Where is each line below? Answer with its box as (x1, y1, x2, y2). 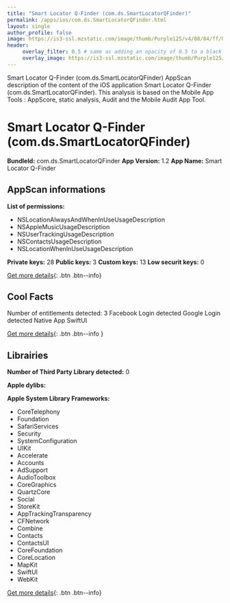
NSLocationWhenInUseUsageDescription (16, 244, 133, 252)
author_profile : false (7, 29, 72, 36)
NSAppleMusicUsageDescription (16, 222, 110, 230)
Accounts (16, 459, 44, 467)
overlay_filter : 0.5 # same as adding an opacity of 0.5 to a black (22, 49, 222, 56)
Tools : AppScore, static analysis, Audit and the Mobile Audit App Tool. (7, 95, 206, 104)
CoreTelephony (16, 407, 60, 416)
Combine (16, 524, 43, 532)
